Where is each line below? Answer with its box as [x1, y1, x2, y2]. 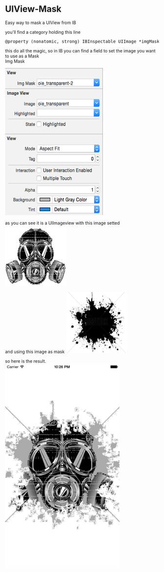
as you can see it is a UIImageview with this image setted [5, 220, 120, 226]
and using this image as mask [5, 348, 65, 354]
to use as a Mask [5, 53, 40, 59]
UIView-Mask [5, 3, 62, 15]
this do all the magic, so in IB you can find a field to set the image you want [5, 48, 156, 53]
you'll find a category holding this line [5, 29, 81, 35]
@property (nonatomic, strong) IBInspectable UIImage [5, 38, 137, 44]
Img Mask [5, 58, 25, 64]
